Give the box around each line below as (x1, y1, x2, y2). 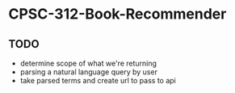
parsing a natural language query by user (19, 67, 157, 77)
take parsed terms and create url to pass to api (19, 76, 176, 85)
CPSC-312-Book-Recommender (8, 5, 227, 23)
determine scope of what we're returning (19, 58, 157, 68)
